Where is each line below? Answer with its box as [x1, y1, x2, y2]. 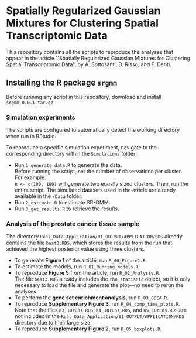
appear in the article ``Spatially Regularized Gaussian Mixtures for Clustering [6, 54, 190, 62]
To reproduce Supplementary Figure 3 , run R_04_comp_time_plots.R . [14, 301, 180, 308]
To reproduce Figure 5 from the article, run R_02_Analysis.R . [14, 269, 161, 276]
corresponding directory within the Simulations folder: [6, 151, 137, 158]
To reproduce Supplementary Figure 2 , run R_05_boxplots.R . [14, 325, 162, 332]
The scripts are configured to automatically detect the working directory [6, 127, 180, 134]
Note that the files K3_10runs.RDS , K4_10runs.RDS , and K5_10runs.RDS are [14, 306, 187, 314]
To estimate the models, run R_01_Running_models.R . [14, 263, 140, 270]
